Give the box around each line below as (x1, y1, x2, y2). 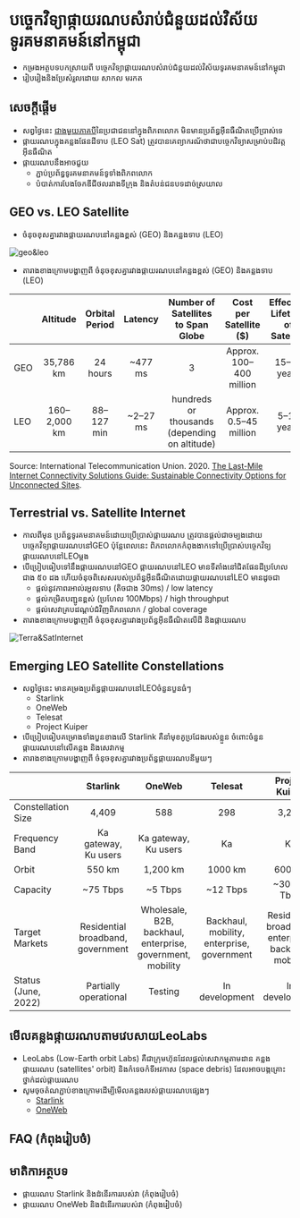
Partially (86, 980, 121, 992)
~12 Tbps (205, 883, 248, 896)
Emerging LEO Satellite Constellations (9, 658, 225, 674)
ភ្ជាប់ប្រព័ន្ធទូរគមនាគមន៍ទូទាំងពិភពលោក (35, 167, 154, 178)
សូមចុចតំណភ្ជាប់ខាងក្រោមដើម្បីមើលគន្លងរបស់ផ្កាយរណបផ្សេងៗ (21, 1085, 210, 1095)
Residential (79, 921, 127, 933)
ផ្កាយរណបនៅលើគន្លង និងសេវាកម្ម (21, 742, 125, 753)
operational (79, 991, 128, 1003)
